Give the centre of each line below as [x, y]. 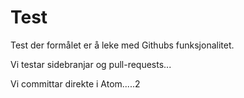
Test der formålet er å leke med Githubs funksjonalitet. [122, 45]
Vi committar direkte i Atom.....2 [75, 83]
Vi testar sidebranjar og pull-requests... [91, 64]
